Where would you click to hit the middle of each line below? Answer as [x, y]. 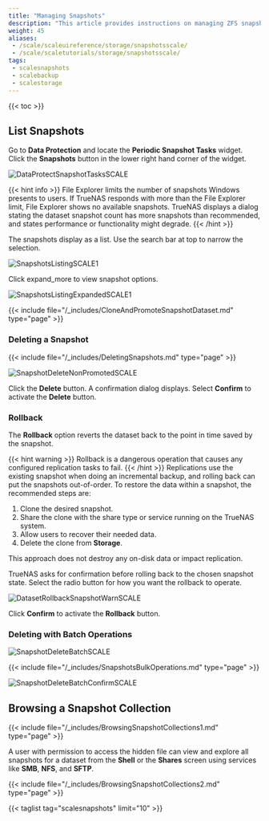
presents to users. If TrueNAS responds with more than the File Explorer [127, 198]
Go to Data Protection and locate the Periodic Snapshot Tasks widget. [126, 150]
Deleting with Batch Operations [70, 634]
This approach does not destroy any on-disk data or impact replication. [126, 558]
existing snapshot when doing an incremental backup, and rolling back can [132, 476]
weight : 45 [26, 30]
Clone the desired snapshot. [66, 508]
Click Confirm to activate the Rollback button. [84, 613]
